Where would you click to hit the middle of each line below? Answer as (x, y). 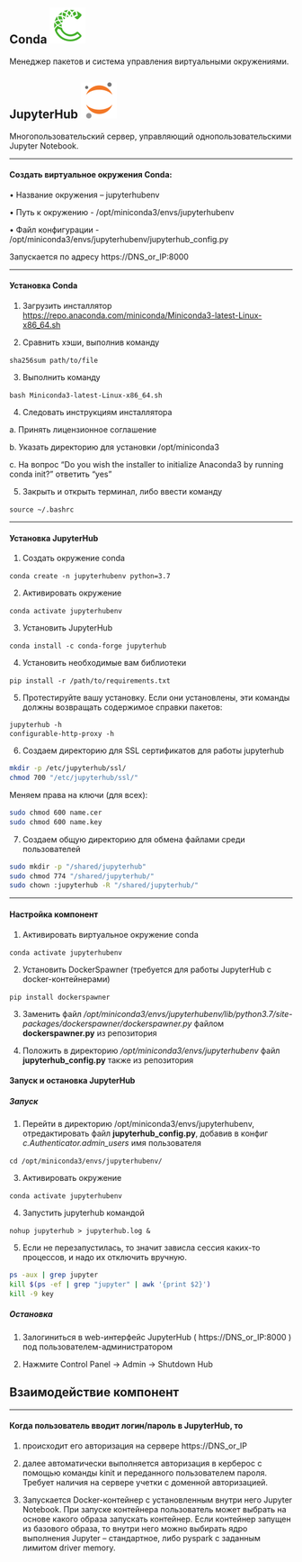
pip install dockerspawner (60, 997)
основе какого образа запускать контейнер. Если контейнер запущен (156, 1519)
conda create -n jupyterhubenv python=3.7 (90, 577)
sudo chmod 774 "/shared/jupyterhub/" (82, 876)
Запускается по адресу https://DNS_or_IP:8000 (99, 257)
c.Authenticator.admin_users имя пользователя (112, 1143)
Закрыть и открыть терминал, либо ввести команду (122, 492)
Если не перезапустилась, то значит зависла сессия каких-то (141, 1248)
